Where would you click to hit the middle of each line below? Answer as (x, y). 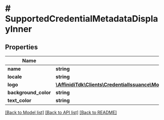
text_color (20, 100)
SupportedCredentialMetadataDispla (82, 19)
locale (15, 77)
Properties (21, 47)
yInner (19, 29)
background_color (29, 93)
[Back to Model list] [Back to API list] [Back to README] (61, 112)
